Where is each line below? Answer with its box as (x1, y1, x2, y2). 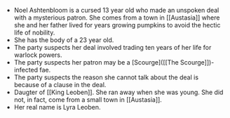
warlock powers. (13, 51, 62, 59)
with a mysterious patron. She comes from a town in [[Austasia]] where (13, 13, 220, 22)
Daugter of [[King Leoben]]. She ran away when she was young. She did (13, 88, 224, 96)
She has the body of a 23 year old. (13, 36, 114, 44)
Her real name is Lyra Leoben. (13, 103, 101, 111)
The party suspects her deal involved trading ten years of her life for (13, 44, 212, 51)
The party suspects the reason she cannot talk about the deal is (13, 73, 198, 81)
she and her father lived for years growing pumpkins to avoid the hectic (13, 21, 221, 29)
